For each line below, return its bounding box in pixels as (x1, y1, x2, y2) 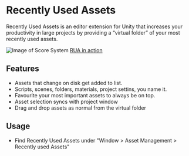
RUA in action (69, 46, 103, 53)
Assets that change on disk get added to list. (14, 79, 123, 86)
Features (6, 64, 39, 74)
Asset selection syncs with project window (14, 98, 119, 105)
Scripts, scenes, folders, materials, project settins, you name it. (14, 86, 167, 93)
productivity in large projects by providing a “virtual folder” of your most (6, 29, 180, 36)
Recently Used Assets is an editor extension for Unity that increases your (6, 23, 183, 30)
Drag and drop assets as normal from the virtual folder (14, 104, 147, 111)
